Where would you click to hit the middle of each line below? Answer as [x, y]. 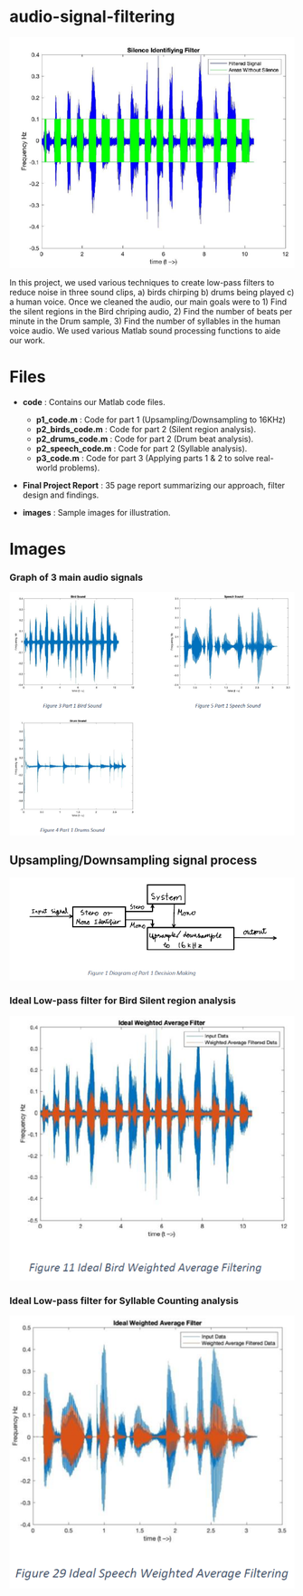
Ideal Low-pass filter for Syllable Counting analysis [124, 1301]
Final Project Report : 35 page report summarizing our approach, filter [154, 485]
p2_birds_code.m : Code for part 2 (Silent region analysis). [146, 429]
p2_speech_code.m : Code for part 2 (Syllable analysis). [142, 448]
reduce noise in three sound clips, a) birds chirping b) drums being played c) [152, 292]
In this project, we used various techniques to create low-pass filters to [142, 282]
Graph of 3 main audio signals [76, 577]
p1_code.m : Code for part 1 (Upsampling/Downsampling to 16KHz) [161, 420]
